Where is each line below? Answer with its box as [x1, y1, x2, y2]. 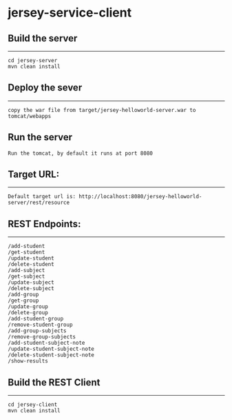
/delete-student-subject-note [8, 352, 95, 359]
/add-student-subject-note [8, 340, 85, 347]
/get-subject [8, 273, 45, 280]
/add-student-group [8, 316, 64, 323]
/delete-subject [8, 285, 54, 292]
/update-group [8, 303, 49, 310]
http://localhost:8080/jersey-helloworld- [78, 193, 202, 200]
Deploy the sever [8, 82, 83, 94]
